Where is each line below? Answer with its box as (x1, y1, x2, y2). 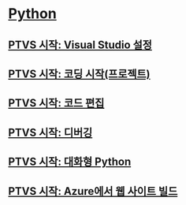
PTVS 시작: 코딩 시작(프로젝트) (8, 67, 151, 80)
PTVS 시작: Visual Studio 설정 (8, 38, 152, 51)
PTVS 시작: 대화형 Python (8, 155, 132, 169)
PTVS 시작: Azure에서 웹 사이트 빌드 (8, 184, 178, 198)
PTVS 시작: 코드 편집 (8, 96, 105, 110)
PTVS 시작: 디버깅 (8, 125, 93, 139)
